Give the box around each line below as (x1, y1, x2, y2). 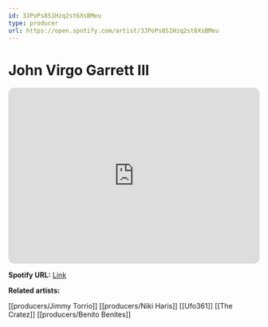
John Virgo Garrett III (8, 61, 150, 79)
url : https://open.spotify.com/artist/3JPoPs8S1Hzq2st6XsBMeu (8, 26, 219, 34)
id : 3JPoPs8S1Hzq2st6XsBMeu (8, 11, 102, 20)
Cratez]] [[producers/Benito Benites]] (8, 309, 132, 320)
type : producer (8, 19, 59, 27)
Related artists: (8, 285, 61, 296)
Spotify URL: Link (8, 270, 67, 280)
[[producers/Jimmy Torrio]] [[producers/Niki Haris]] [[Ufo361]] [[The (8, 301, 233, 311)
